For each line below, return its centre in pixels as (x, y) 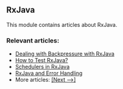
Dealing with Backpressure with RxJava (65, 54)
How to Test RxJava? (41, 60)
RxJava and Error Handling (49, 73)
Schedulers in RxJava (42, 67)
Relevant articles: (33, 40)
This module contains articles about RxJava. (62, 24)
